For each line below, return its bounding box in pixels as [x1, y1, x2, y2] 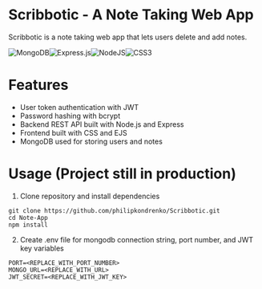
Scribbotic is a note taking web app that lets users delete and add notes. [8, 32, 248, 42]
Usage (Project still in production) [8, 165, 236, 183]
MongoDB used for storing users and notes [19, 136, 163, 146]
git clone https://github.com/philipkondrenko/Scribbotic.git [8, 206, 220, 214]
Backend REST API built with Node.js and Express [19, 119, 184, 129]
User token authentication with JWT [19, 102, 139, 112]
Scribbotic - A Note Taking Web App [8, 6, 254, 24]
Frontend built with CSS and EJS [19, 128, 127, 137]
